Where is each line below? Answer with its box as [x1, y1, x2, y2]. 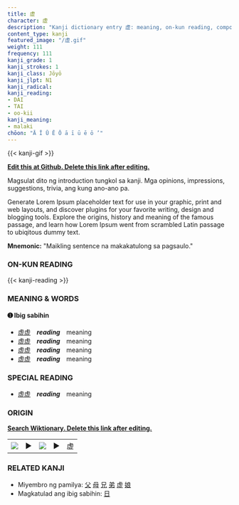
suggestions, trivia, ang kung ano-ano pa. [7, 184, 130, 193]
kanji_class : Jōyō [7, 70, 62, 77]
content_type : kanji [7, 30, 69, 38]
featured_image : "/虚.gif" [7, 37, 87, 44]
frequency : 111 [7, 51, 53, 58]
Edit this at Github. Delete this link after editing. [7, 163, 150, 171]
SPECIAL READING [7, 373, 73, 383]
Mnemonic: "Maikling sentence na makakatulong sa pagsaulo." [7, 242, 193, 250]
